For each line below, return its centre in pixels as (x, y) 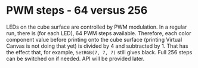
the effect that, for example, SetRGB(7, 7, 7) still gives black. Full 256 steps (99, 52)
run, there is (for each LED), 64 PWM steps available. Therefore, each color (99, 33)
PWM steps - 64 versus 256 (77, 10)
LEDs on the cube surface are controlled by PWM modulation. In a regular (97, 27)
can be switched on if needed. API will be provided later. (75, 58)
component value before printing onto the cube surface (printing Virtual (94, 39)
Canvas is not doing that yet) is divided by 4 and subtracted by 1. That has (97, 46)
